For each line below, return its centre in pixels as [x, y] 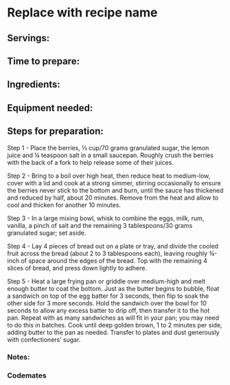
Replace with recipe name [82, 13]
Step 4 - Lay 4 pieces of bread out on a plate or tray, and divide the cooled [113, 246]
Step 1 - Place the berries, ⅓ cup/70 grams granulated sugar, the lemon [108, 148]
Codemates [27, 375]
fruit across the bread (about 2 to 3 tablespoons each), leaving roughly [107, 253]
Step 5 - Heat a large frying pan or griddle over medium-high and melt [106, 281]
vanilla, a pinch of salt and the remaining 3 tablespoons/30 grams [100, 225]
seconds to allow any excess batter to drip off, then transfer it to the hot [108, 310]
